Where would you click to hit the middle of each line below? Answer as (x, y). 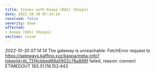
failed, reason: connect (112, 61)
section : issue (21, 37)
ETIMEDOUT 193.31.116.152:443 (37, 66)
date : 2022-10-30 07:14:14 (33, 14)
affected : (15, 28)
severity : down (21, 23)
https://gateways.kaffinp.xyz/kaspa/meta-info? (52, 55)
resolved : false (22, 18)
